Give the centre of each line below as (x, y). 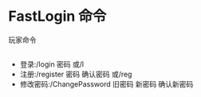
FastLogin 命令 (57, 16)
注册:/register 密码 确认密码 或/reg (76, 74)
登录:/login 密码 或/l (52, 64)
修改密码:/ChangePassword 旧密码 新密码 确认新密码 (106, 84)
